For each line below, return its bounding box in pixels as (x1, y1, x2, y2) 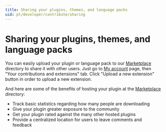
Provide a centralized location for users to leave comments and (12, 117, 142, 123)
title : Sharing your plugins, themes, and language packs (5, 7, 128, 12)
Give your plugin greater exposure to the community (12, 106, 120, 112)
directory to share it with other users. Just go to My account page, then (5, 66, 152, 72)
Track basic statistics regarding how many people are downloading (12, 101, 150, 107)
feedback (12, 122, 32, 128)
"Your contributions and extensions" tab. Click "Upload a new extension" (5, 71, 155, 77)
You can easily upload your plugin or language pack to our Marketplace (5, 60, 152, 66)
